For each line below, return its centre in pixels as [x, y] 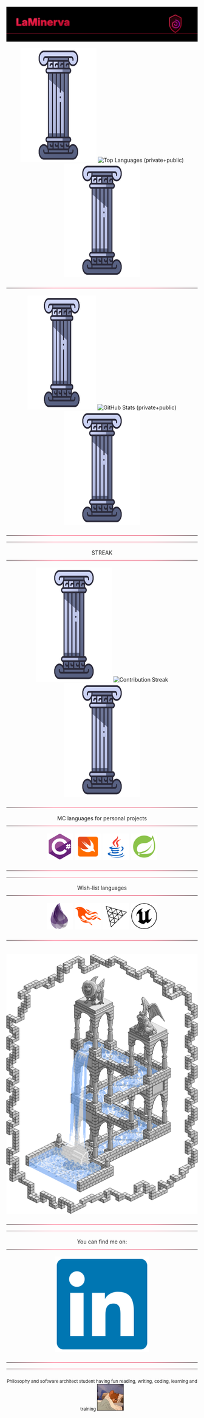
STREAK [102, 553]
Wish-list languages [102, 888]
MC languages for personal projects [102, 818]
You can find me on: [102, 1242]
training [88, 1409]
